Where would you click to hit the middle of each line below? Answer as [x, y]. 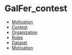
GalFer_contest [36, 9]
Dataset [19, 42]
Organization [24, 32]
